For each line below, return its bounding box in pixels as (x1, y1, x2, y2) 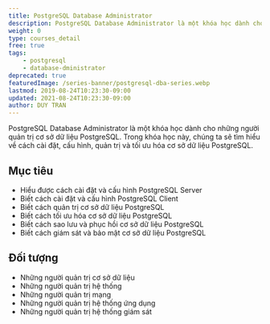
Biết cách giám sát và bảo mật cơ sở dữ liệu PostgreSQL (19, 228, 207, 237)
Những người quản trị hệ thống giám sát (19, 306, 153, 316)
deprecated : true (8, 72, 67, 80)
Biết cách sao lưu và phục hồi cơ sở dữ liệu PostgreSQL (19, 219, 204, 229)
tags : (8, 49, 27, 57)
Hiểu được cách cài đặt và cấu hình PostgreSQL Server (19, 185, 202, 195)
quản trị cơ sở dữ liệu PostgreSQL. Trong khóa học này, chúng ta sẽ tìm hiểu (8, 132, 261, 141)
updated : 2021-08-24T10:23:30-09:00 (8, 94, 131, 102)
